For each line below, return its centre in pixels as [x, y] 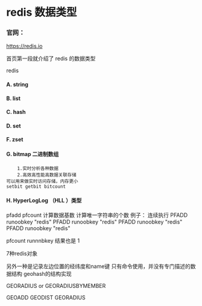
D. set [14, 126]
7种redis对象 [22, 253]
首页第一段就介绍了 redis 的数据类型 [51, 58]
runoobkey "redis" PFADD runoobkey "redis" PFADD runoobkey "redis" [94, 222]
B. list [14, 98]
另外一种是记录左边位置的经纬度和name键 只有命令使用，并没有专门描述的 [99, 266]
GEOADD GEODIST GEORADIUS [46, 297]
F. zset [15, 140]
